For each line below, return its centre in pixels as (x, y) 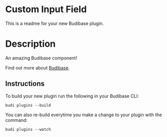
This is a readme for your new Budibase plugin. (55, 23)
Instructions (25, 84)
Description (30, 44)
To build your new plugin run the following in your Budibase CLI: (72, 96)
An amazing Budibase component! (41, 58)
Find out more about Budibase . (38, 67)
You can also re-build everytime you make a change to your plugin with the (84, 115)
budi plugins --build (28, 105)
